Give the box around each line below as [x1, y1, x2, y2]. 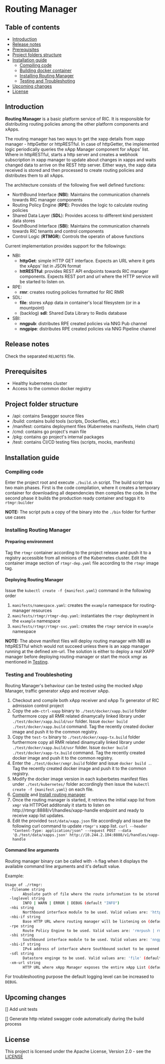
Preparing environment [5, 538, 54, 545]
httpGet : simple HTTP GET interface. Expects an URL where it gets [19, 258, 155, 264]
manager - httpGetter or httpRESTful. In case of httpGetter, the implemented [5, 141, 160, 147]
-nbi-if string [9, 914, 41, 919]
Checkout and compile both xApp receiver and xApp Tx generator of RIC [12, 697, 160, 703]
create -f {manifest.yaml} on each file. [12, 786, 94, 792]
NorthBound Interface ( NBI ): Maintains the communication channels [12, 191, 150, 198]
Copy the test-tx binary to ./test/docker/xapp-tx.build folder [12, 734, 140, 740]
